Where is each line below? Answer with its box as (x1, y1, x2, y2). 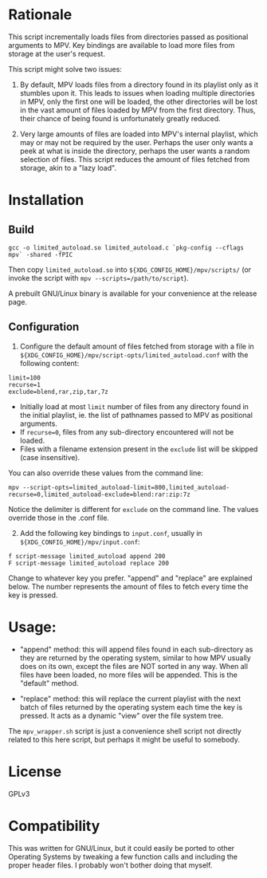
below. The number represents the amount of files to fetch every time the (8, 581, 249, 591)
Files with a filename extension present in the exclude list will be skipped (19, 444, 258, 454)
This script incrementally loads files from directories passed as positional (8, 32, 249, 41)
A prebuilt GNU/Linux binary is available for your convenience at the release (8, 289, 257, 298)
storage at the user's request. (8, 49, 106, 58)
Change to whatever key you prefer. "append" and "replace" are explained (8, 573, 253, 583)
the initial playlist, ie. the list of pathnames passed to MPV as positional (19, 410, 253, 419)
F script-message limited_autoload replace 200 (8, 559, 170, 567)
